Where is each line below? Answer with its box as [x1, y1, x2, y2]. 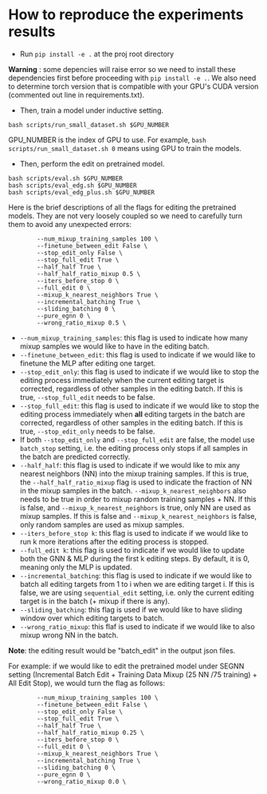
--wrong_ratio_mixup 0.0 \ [37, 777, 127, 785]
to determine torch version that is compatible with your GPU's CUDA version [8, 82, 259, 91]
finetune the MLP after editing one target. [19, 358, 156, 368]
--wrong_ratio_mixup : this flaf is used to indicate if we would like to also [19, 621, 255, 631]
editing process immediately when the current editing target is [19, 375, 225, 385]
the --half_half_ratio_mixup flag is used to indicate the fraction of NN [19, 477, 253, 487]
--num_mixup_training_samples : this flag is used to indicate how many [19, 333, 249, 342]
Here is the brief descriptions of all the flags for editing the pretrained [8, 202, 237, 212]
